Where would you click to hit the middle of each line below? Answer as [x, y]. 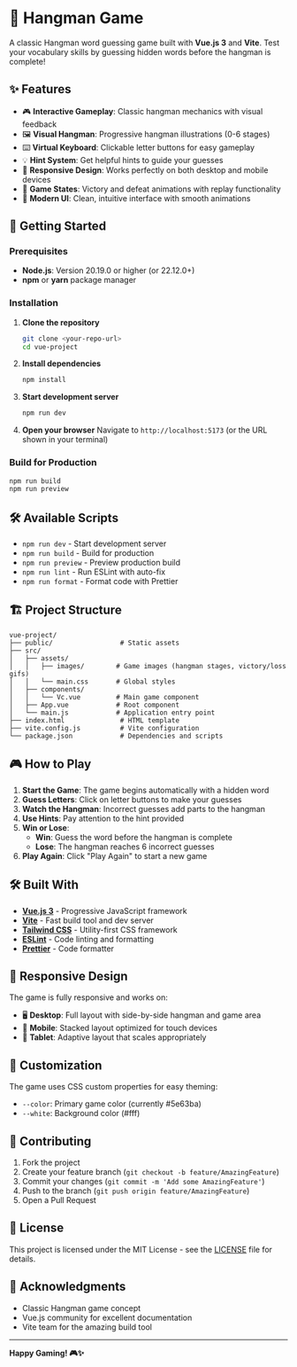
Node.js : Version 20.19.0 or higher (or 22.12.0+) [108, 270]
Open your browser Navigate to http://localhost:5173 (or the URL [145, 430]
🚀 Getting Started [58, 227]
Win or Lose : [46, 827]
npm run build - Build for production [88, 553]
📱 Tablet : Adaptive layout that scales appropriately [114, 1037]
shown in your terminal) [65, 440]
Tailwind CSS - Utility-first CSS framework [100, 929]
